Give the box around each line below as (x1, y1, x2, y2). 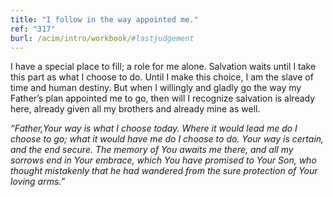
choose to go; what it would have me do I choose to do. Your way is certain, (10, 133, 325, 145)
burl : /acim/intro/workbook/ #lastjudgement (10, 33, 195, 43)
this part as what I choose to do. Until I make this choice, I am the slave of (10, 71, 314, 83)
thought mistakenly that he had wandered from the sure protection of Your (10, 165, 318, 177)
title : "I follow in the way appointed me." (10, 14, 199, 25)
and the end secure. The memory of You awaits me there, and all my (10, 144, 294, 156)
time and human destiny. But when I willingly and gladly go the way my (10, 82, 302, 94)
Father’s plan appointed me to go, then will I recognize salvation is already (10, 92, 316, 105)
